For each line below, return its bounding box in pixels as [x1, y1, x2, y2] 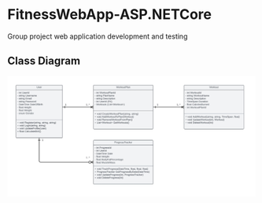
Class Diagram [7, 54, 80, 68]
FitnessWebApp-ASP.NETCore [7, 6, 212, 24]
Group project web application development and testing [7, 31, 188, 41]
